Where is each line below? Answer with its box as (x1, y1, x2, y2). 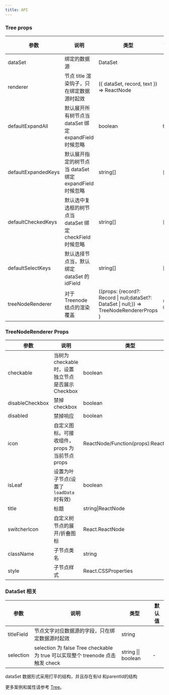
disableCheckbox (8, 400, 49, 407)
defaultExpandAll (8, 122, 48, 129)
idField (64, 280, 80, 287)
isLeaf (8, 482, 23, 489)
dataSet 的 (64, 273, 90, 280)
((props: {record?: (99, 288, 141, 295)
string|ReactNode (83, 505, 125, 512)
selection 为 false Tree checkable (34, 644, 113, 651)
